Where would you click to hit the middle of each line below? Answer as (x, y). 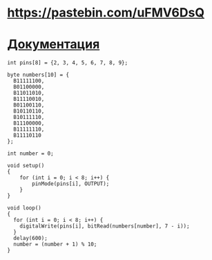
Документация (54, 45)
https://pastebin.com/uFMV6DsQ (106, 13)
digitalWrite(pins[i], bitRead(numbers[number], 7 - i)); (105, 226)
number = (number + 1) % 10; (55, 244)
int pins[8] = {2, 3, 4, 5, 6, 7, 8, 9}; (68, 63)
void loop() (24, 208)
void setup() (26, 166)
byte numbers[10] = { (38, 75)
